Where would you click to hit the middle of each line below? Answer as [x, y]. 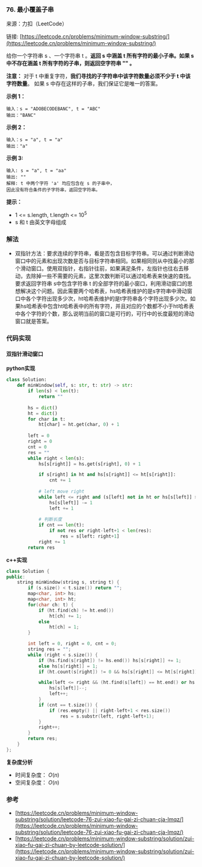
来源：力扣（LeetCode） [37, 24]
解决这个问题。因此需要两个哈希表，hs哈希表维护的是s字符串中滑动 [104, 291]
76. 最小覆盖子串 [30, 9]
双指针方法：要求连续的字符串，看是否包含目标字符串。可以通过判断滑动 [104, 254]
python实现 [21, 368]
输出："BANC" [21, 116]
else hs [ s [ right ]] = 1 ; [68, 666]
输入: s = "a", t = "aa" [36, 171]
